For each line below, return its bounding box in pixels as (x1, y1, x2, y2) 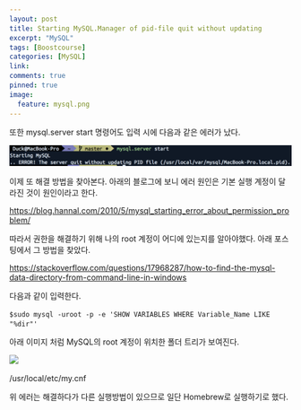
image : (9, 90, 34, 99)
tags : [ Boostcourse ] (9, 43, 87, 52)
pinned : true (9, 81, 58, 90)
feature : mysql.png (17, 100, 90, 109)
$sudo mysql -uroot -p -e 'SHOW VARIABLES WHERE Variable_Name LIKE (9, 310, 271, 319)
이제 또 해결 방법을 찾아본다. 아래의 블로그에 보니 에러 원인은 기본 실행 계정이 (9, 176, 277, 188)
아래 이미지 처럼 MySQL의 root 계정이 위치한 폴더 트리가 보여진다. (9, 336, 240, 347)
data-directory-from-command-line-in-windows (9, 272, 187, 283)
